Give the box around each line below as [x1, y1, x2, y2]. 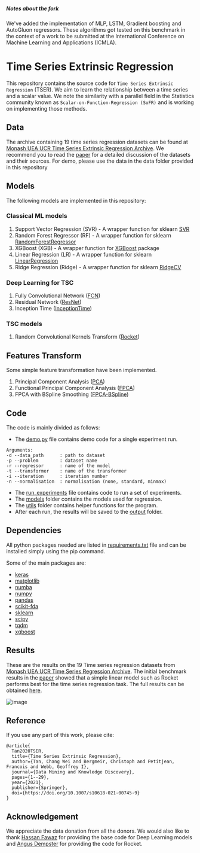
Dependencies [6, 525, 61, 535]
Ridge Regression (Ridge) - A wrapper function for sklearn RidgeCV [14, 263, 181, 270]
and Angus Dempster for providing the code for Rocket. [6, 840, 143, 848]
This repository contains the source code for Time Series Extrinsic [6, 80, 174, 87]
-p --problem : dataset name [6, 458, 97, 464]
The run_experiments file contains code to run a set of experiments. [14, 489, 182, 496]
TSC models [6, 320, 43, 328]
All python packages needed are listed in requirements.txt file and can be [6, 541, 186, 549]
